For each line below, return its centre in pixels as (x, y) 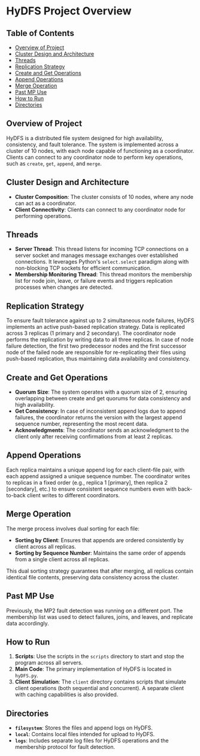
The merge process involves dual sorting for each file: (73, 528)
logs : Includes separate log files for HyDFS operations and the (92, 740)
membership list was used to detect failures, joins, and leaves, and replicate (100, 617)
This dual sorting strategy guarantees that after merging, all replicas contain (100, 571)
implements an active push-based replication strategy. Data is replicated (96, 327)
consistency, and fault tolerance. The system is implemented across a (92, 144)
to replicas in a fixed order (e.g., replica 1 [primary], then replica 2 (87, 482)
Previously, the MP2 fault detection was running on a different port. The (95, 610)
